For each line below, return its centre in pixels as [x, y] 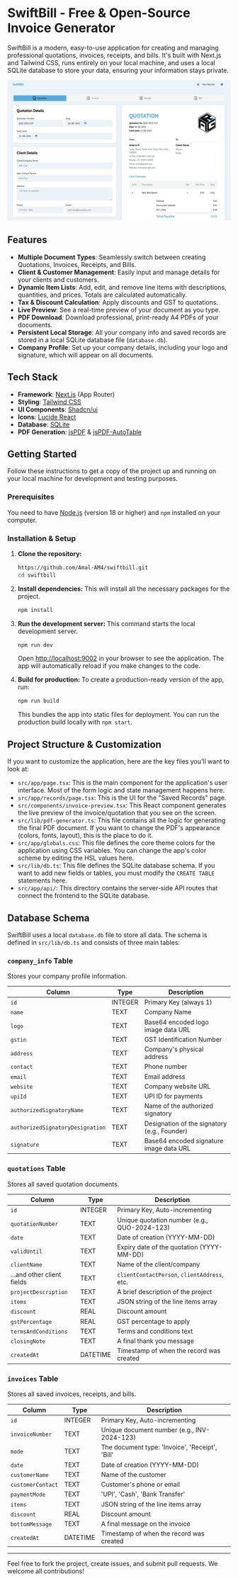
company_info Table [40, 960]
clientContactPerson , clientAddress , [170, 1274]
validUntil [26, 1252]
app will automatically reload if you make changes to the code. [109, 666]
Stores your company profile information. [67, 976]
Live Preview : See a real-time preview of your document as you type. [119, 310]
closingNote [28, 1342]
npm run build [38, 701]
